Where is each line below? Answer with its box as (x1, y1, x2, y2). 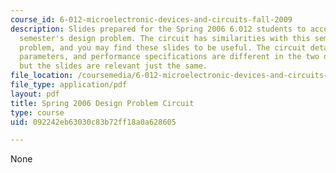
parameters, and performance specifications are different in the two (19, 52, 320, 62)
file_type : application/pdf (10, 80, 128, 90)
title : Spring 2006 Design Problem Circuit (10, 98, 195, 108)
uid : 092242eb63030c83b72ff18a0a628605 (10, 117, 177, 127)
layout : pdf (10, 89, 60, 99)
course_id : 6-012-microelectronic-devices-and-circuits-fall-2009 (10, 14, 293, 25)
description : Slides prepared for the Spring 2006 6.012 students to (10, 24, 307, 34)
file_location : (10, 71, 74, 81)
